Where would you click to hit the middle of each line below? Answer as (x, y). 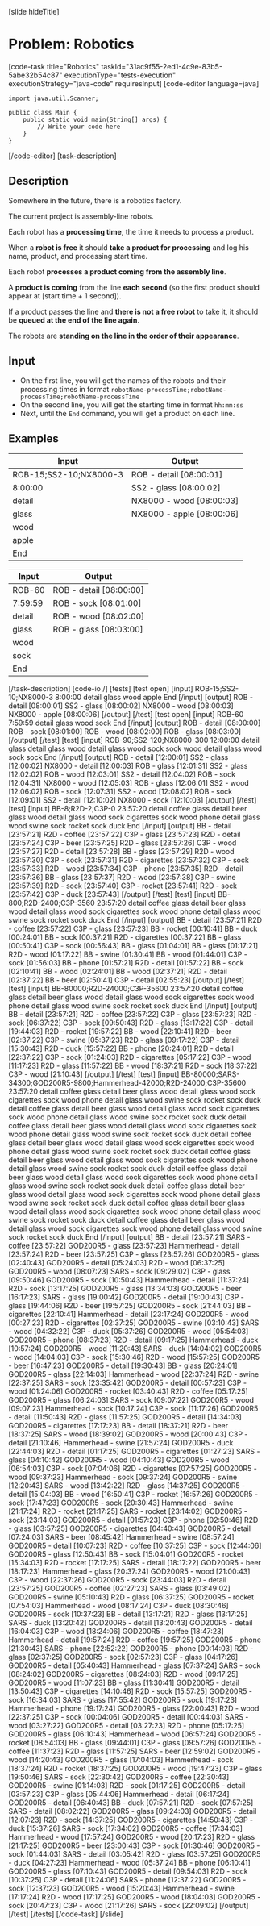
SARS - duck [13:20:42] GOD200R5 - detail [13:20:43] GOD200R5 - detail (131, 1623)
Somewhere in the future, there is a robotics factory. (95, 200)
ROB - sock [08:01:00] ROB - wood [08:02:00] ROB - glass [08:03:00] (125, 732)
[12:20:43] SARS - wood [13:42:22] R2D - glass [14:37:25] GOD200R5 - (127, 1486)
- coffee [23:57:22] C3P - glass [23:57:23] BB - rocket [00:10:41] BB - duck (133, 929)
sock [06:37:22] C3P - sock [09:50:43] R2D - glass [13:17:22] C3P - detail (131, 1023)
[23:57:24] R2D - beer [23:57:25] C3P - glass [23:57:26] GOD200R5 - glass (134, 1254)
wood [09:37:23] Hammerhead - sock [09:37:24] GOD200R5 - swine (123, 1477)
